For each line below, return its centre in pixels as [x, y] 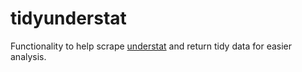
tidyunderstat [68, 18]
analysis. [28, 56]
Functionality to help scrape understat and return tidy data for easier [151, 46]
